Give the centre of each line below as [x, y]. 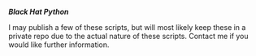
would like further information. [59, 45]
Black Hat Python [39, 12]
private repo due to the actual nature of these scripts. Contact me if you [129, 36]
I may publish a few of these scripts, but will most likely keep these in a [127, 27]
